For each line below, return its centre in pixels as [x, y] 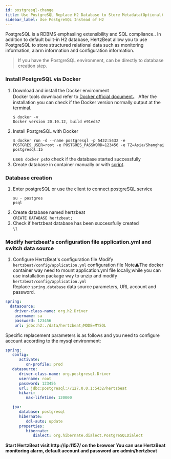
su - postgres [28, 198]
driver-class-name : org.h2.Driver [51, 311]
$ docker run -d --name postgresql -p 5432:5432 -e [69, 141]
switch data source [30, 248]
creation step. [33, 66]
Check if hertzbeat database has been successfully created [76, 223]
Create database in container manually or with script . [69, 164]
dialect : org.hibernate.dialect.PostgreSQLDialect [88, 436]
